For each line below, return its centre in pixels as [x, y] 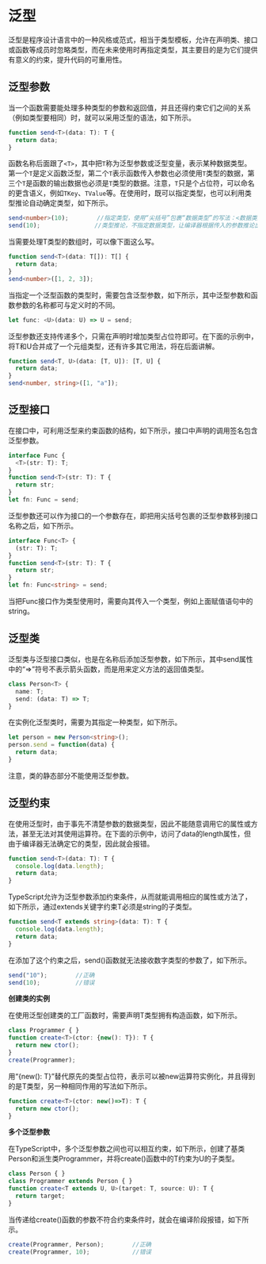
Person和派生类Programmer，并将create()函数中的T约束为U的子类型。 [123, 1158]
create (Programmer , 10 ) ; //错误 [80, 1252]
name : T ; [30, 691]
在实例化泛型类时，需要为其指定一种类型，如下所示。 [95, 722]
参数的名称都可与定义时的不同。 [67, 305]
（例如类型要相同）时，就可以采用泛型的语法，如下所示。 [102, 117]
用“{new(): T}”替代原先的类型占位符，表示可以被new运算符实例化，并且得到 [132, 1076]
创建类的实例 [29, 999]
